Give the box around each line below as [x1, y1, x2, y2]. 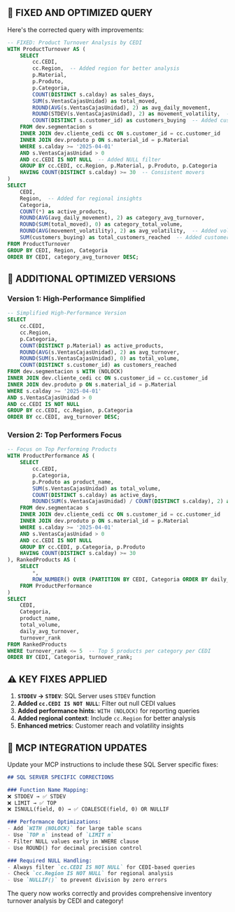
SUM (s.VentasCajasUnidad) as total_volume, [32, 485, 161, 492]
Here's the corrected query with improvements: [7, 25, 144, 34]
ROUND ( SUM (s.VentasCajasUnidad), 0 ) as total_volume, [20, 355, 180, 362]
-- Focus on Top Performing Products [7, 446, 117, 453]
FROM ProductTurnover [7, 240, 71, 247]
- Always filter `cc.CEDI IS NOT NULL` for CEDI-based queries [7, 864, 196, 871]
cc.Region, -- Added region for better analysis [32, 65, 180, 72]
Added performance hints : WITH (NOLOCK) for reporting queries [17, 707, 200, 715]
